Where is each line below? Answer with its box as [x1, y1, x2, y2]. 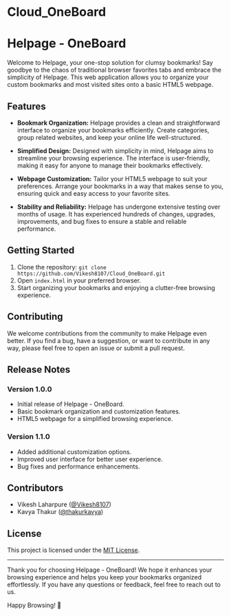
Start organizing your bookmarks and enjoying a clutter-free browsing [16, 283, 215, 291]
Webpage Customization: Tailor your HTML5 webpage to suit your [16, 174, 208, 183]
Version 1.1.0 [7, 432, 50, 442]
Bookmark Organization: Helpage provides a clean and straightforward [16, 119, 220, 127]
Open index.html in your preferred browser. [16, 276, 142, 285]
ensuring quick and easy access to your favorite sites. [16, 189, 170, 197]
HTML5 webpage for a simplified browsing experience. [16, 415, 173, 423]
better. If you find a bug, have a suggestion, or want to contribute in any [7, 336, 210, 345]
